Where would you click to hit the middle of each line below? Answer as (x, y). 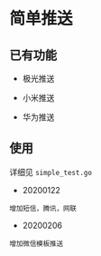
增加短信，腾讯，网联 (43, 208)
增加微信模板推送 (37, 243)
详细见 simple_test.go (51, 172)
